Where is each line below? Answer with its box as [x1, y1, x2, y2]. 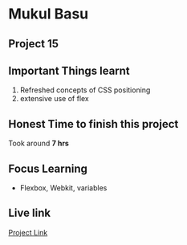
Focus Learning [8, 161, 88, 175]
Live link [8, 206, 51, 220]
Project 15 [8, 37, 59, 51]
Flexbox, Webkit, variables [19, 183, 108, 193]
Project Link [8, 227, 48, 237]
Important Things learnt [8, 63, 130, 77]
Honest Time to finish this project [8, 117, 179, 131]
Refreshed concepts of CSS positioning [19, 85, 151, 95]
